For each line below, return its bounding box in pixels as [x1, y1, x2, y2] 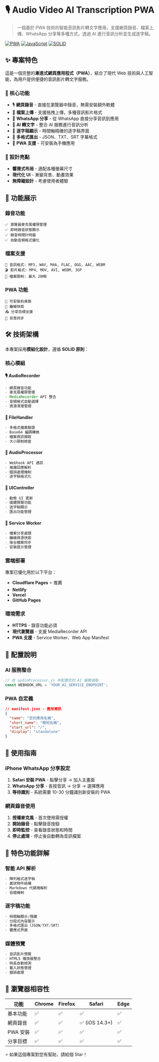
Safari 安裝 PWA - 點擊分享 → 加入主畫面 [12, 776, 95, 782]
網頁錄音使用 [5, 803, 36, 809]
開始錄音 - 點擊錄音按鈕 [12, 821, 60, 827]
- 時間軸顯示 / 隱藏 [5, 914, 38, 919]
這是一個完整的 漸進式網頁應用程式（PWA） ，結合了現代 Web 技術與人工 [5, 70, 149, 76]
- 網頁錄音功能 [5, 385, 32, 390]
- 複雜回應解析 [5, 465, 32, 470]
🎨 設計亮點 [5, 153, 30, 160]
